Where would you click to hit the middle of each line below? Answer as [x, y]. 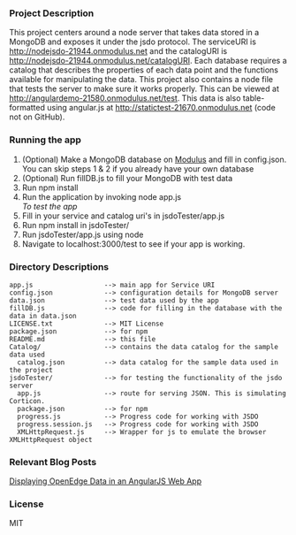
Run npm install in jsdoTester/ [76, 225]
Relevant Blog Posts [53, 462]
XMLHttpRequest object [51, 439]
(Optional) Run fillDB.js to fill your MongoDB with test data [127, 178]
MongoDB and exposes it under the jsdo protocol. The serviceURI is [133, 42]
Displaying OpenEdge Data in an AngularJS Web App [106, 481]
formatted [27, 108]
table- [254, 98]
